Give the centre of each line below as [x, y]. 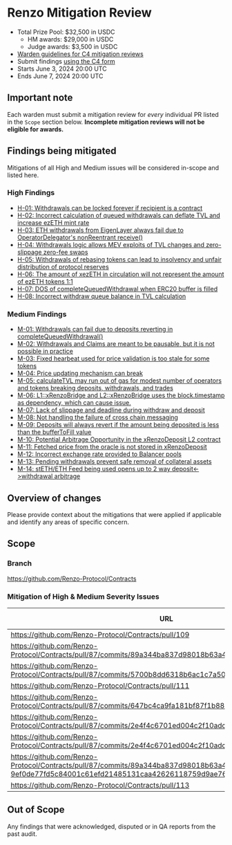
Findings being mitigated [62, 151]
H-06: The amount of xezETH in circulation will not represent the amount [120, 274]
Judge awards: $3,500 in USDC [72, 46]
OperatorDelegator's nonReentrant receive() [80, 237]
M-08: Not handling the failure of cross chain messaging [97, 417]
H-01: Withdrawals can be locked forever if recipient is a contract [110, 208]
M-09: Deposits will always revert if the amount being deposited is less [118, 425]
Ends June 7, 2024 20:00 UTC [60, 76]
